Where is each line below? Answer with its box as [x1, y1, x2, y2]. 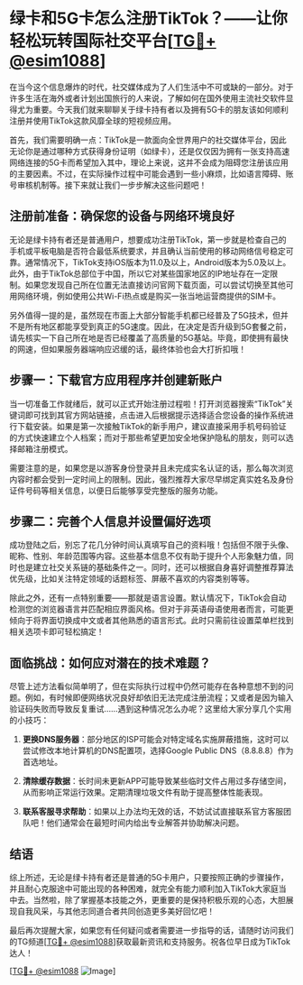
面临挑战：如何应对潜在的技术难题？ [9, 655, 211, 670]
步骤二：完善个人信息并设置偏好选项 [9, 513, 211, 529]
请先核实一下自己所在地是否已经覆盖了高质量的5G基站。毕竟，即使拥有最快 [9, 332, 289, 343]
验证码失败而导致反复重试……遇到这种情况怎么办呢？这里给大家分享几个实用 [9, 704, 292, 714]
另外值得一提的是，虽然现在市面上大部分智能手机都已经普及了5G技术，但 [9, 309, 281, 320]
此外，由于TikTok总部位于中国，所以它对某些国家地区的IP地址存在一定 [9, 268, 271, 279]
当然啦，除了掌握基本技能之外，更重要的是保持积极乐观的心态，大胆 [32, 895, 286, 905]
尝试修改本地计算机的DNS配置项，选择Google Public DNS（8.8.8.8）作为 [22, 745, 294, 756]
